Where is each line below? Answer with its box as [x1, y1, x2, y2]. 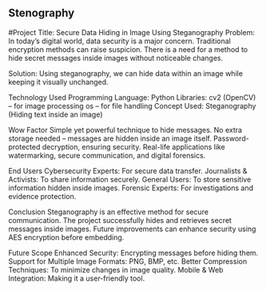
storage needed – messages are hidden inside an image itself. [8, 134, 212, 143]
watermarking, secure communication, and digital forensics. [8, 150, 206, 160]
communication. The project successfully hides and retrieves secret [8, 215, 232, 225]
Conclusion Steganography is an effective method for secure [8, 207, 209, 217]
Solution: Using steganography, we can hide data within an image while [8, 68, 244, 78]
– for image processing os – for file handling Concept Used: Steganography [8, 101, 256, 110]
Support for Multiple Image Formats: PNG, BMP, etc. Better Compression [8, 256, 248, 266]
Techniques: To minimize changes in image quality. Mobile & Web [8, 265, 224, 274]
